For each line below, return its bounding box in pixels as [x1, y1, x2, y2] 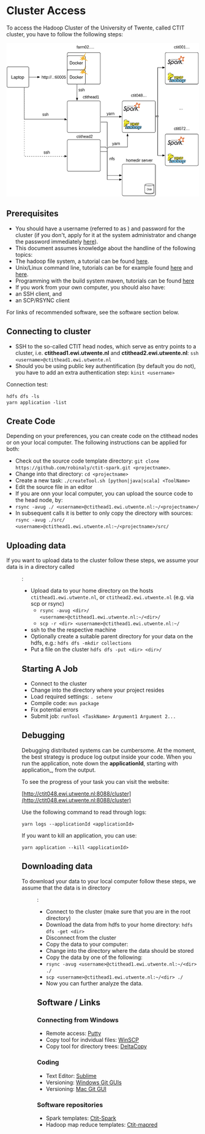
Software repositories [37, 1100, 103, 1109]
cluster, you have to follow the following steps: [6, 30, 124, 37]
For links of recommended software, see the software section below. [6, 308, 179, 316]
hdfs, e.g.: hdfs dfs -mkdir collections [30, 639, 132, 647]
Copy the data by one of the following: [45, 953, 143, 961]
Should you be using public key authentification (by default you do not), [15, 362, 196, 369]
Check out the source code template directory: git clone [15, 457, 160, 464]
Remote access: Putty [45, 1030, 102, 1037]
